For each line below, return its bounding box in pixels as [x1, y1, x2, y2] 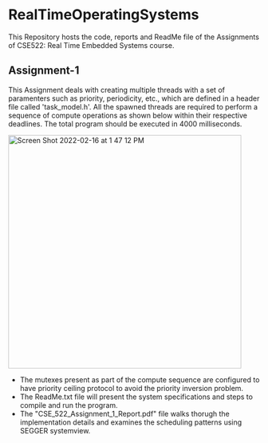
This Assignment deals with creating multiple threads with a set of [8, 85, 226, 94]
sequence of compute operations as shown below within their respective [8, 110, 248, 120]
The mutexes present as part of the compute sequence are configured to [19, 374, 260, 385]
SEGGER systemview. [19, 425, 91, 435]
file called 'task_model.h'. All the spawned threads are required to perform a [8, 102, 258, 111]
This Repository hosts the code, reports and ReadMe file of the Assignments [8, 32, 259, 42]
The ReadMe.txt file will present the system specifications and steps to [19, 392, 254, 401]
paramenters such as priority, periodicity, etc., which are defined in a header [8, 94, 260, 103]
